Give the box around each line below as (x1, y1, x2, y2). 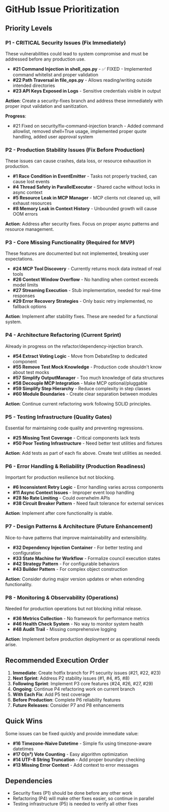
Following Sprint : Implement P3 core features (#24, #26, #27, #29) (12, 680, 154, 686)
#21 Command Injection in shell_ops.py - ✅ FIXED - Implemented (12, 66, 152, 72)
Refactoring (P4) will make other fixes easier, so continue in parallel (12, 795, 154, 802)
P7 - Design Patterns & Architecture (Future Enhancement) (5, 523, 153, 530)
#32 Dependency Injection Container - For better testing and (12, 544, 143, 550)
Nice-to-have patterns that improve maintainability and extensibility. (5, 534, 148, 540)
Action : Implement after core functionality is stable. (5, 510, 114, 516)
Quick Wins (5, 717, 43, 726)
